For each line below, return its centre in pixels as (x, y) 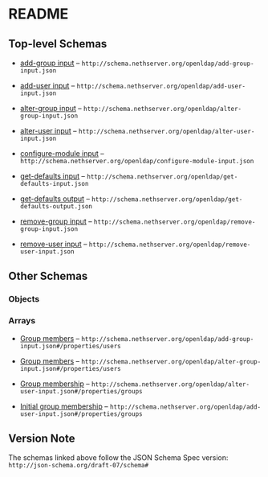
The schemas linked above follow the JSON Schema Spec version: (118, 458)
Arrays (22, 321)
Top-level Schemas (58, 44)
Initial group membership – (64, 406)
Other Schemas (48, 276)
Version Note (42, 438)
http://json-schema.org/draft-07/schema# (79, 466)
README (39, 14)
